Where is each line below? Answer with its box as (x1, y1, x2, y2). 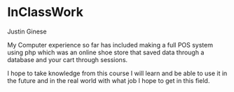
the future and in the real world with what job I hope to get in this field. (7, 76, 210, 84)
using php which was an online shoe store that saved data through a (7, 48, 205, 56)
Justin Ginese (7, 27, 47, 36)
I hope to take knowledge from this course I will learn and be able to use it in (7, 69, 228, 77)
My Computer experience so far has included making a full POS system (7, 40, 214, 49)
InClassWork (7, 4, 84, 20)
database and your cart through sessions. (7, 55, 128, 63)
